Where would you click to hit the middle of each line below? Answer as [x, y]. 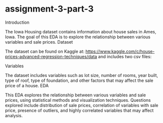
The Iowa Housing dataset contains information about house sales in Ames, [81, 31]
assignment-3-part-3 [49, 9]
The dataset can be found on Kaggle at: [45, 51]
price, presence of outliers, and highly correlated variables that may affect [80, 110]
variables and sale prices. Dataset [39, 42]
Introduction [17, 22]
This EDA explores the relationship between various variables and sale [75, 95]
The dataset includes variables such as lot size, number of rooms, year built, [81, 75]
